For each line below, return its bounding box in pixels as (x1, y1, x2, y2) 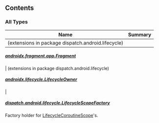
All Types (5, 19, 28, 25)
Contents (5, 4, 34, 12)
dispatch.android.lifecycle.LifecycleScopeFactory (5, 100, 110, 106)
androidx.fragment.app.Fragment (5, 53, 76, 59)
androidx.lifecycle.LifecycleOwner (5, 77, 77, 82)
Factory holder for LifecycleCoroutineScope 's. (5, 112, 98, 118)
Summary (128, 31, 152, 38)
